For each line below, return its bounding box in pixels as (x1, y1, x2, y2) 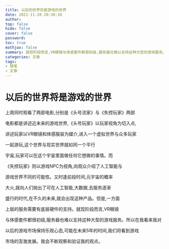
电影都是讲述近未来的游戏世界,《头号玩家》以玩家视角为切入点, (5, 120, 137, 126)
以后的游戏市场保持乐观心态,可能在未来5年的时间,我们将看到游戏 (5, 227, 139, 233)
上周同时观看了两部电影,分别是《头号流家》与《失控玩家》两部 (5, 109, 136, 115)
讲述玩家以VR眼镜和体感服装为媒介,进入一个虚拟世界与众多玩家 (5, 131, 137, 137)
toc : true (5, 40, 26, 45)
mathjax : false (5, 45, 37, 50)
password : (5, 36, 26, 41)
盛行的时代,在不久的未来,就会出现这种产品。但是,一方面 (5, 195, 120, 201)
